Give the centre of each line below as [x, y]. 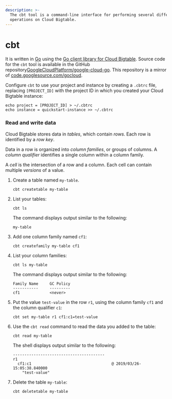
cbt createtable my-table [40, 189]
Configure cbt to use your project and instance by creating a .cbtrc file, [81, 85]
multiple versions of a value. [35, 170]
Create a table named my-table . [46, 180]
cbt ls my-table [30, 265]
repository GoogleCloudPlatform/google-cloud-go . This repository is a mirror [86, 70]
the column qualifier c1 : [37, 307]
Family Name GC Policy [41, 284]
